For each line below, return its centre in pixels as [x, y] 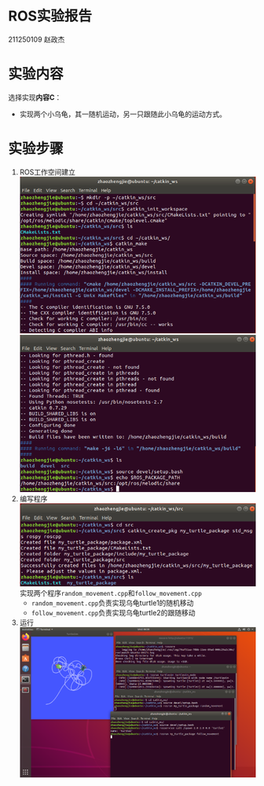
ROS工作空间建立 [48, 172]
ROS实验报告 [50, 16]
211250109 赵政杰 [37, 39]
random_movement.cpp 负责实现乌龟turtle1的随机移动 [112, 603]
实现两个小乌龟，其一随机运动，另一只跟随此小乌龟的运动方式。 [123, 114]
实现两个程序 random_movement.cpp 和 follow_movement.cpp [110, 593]
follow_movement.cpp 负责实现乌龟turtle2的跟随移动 [113, 613]
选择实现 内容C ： [35, 97]
